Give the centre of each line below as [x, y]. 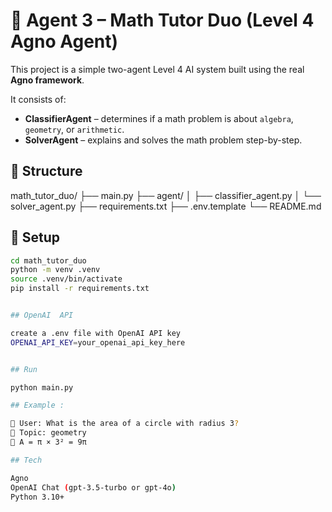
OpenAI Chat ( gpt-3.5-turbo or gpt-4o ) [93, 487]
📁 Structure [46, 171]
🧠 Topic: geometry [48, 433]
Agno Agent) [64, 41]
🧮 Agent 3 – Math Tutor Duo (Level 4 [162, 20]
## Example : [37, 405]
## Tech [26, 460]
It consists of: [38, 99]
